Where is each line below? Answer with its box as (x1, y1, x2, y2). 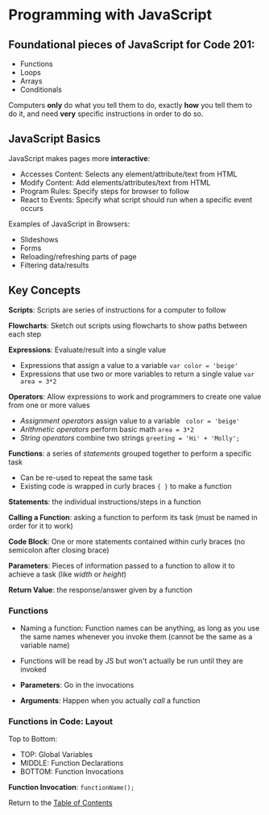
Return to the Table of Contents (8, 798, 113, 808)
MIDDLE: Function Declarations (19, 759, 124, 768)
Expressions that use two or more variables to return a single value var (19, 369, 255, 379)
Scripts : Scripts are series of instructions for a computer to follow (8, 304, 227, 315)
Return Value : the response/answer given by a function (8, 585, 193, 594)
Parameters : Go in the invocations (19, 680, 134, 689)
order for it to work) (8, 521, 74, 531)
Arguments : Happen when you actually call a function (19, 695, 201, 705)
